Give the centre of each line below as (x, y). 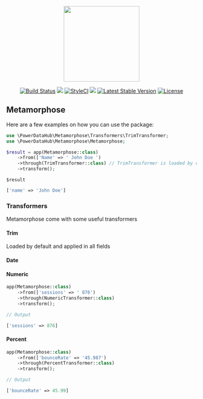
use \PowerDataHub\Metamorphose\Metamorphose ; (66, 141)
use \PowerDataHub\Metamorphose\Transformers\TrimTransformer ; (88, 135)
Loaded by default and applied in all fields (58, 246)
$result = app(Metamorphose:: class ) (52, 152)
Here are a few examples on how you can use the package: (80, 125)
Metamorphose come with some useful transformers (72, 219)
